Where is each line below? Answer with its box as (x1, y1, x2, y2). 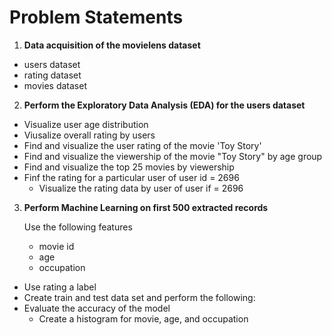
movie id (38, 240, 75, 252)
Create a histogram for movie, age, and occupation (38, 312, 249, 325)
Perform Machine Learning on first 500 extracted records (23, 201, 269, 213)
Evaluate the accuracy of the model (23, 302, 171, 314)
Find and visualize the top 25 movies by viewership (23, 161, 235, 173)
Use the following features (23, 221, 133, 233)
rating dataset (23, 69, 82, 81)
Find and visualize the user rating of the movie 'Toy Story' (23, 139, 262, 151)
